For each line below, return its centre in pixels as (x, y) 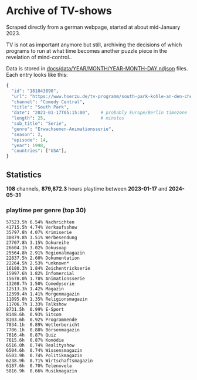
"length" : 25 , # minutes (68, 118)
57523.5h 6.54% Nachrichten (40, 222)
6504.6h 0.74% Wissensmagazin (44, 351)
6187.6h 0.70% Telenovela (39, 366)
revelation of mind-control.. (39, 57)
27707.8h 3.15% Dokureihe (38, 243)
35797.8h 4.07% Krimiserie (39, 233)
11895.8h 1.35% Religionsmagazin (47, 299)
